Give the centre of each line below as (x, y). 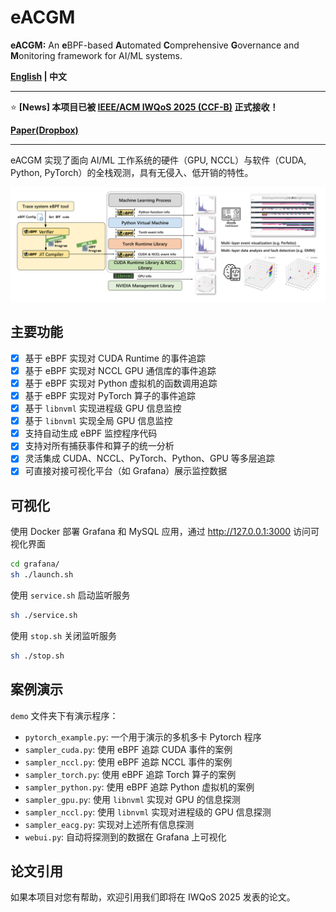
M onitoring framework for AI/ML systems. (96, 55)
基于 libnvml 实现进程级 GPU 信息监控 (103, 408)
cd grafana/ (35, 564)
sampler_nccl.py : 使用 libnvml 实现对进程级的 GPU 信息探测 (148, 812)
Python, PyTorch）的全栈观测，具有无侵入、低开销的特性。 (132, 172)
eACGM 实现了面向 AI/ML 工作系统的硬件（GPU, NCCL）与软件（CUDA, (158, 160)
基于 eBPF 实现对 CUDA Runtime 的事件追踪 (115, 358)
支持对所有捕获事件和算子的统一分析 (99, 446)
